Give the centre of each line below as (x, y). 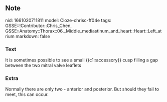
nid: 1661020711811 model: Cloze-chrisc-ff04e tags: (58, 20)
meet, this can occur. (27, 94)
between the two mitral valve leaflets (43, 65)
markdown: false (33, 36)
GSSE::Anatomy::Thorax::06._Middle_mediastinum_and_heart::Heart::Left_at (83, 31)
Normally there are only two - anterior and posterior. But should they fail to (82, 89)
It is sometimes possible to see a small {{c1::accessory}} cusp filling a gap (81, 60)
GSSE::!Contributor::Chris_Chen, (38, 25)
